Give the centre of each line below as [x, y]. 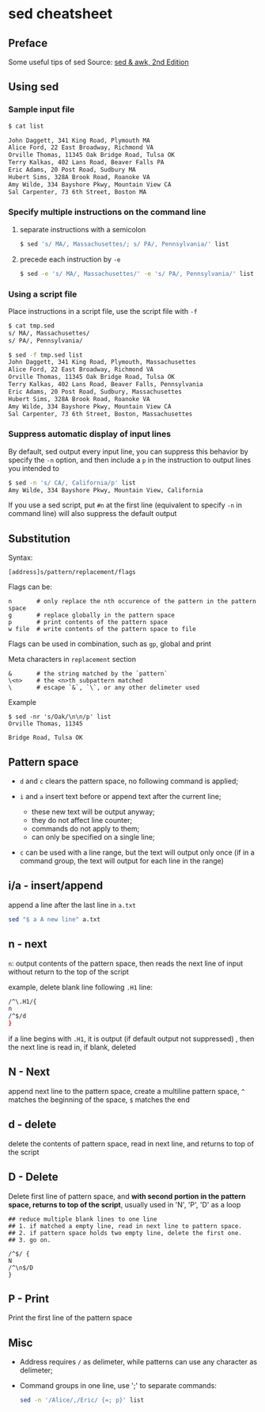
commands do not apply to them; [85, 828]
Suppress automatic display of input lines [90, 434]
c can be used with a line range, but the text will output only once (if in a [137, 852]
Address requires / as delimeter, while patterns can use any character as [138, 1362]
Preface [28, 43]
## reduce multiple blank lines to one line [83, 1219]
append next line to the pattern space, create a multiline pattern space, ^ [127, 1091]
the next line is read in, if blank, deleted [72, 1047]
